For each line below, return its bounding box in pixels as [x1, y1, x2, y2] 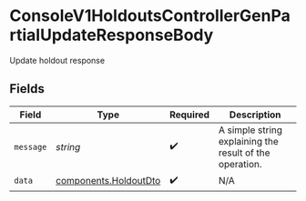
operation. [218, 157, 262, 170]
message [14, 142, 47, 152]
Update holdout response [9, 55, 106, 65]
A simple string [218, 124, 283, 136]
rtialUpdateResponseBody [9, 25, 214, 45]
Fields [9, 81, 46, 96]
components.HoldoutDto [56, 175, 161, 187]
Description [229, 108, 281, 121]
